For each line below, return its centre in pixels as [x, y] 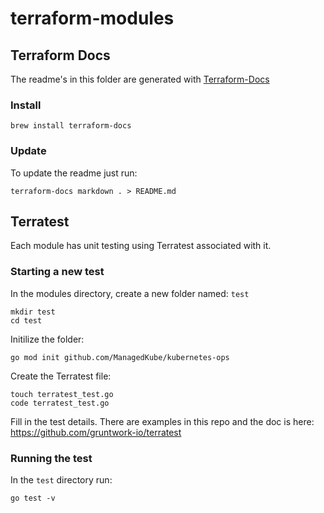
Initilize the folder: [47, 339]
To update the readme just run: [74, 173]
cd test [26, 320]
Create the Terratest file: [61, 376]
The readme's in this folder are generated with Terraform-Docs [140, 79]
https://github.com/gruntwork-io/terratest [96, 432]
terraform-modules [92, 18]
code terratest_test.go [60, 403]
